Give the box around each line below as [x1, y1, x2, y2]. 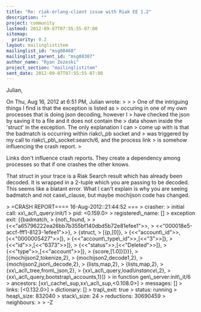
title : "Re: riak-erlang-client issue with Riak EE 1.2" [6, 8, 152, 15]
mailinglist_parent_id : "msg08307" [6, 53, 95, 59]
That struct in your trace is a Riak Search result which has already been [6, 172, 183, 180]
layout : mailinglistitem [6, 43, 68, 49]
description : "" [6, 14, 47, 20]
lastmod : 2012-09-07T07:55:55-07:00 [6, 25, 98, 32]
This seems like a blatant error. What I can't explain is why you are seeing [6, 185, 188, 193]
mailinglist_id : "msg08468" [6, 48, 77, 54]
